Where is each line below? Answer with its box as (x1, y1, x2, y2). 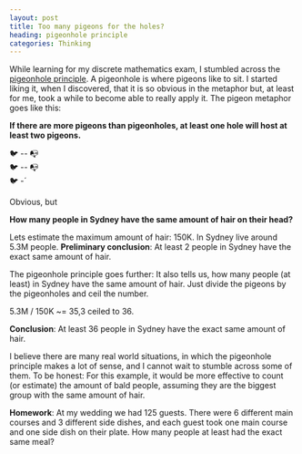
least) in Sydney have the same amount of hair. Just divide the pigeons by (9, 279, 287, 290)
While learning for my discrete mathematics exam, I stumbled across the (9, 64, 280, 75)
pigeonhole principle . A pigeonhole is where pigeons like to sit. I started (9, 74, 277, 85)
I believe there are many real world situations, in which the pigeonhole (9, 351, 272, 362)
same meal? (9, 437, 55, 448)
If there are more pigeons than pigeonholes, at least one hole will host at (9, 120, 288, 131)
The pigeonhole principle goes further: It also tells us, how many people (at (9, 269, 291, 280)
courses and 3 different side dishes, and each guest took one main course (9, 417, 288, 428)
